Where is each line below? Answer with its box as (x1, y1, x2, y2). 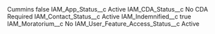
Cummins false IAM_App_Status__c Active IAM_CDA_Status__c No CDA (7, 5, 208, 13)
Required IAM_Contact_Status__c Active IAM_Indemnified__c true (7, 12, 192, 20)
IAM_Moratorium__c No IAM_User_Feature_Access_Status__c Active (7, 20, 200, 28)
